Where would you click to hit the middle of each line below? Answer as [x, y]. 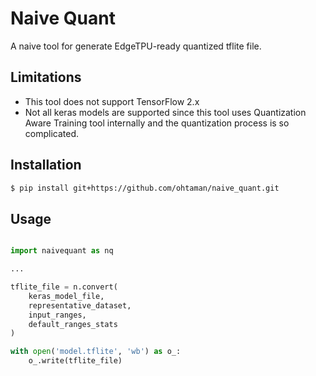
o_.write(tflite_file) [75, 361]
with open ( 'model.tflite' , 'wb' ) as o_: [96, 352]
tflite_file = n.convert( [64, 287]
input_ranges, [57, 315]
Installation [46, 165]
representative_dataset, [80, 305]
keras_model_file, [66, 296]
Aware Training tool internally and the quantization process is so [157, 123]
